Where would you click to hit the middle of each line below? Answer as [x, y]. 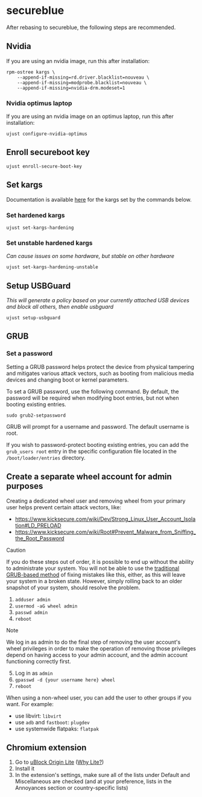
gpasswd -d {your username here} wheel [65, 680]
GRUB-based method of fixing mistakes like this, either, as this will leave [96, 574]
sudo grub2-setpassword [36, 415]
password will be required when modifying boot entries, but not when [93, 398]
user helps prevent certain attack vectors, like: [64, 507]
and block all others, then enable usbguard [60, 307]
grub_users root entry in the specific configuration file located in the [91, 451]
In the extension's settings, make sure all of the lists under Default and [102, 775]
